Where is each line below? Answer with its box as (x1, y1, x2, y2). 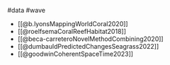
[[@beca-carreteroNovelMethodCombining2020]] (17, 35, 164, 43)
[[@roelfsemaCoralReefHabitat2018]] (17, 28, 126, 35)
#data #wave (7, 6, 46, 14)
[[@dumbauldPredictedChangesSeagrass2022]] (17, 42, 159, 50)
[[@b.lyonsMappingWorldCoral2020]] (17, 20, 129, 28)
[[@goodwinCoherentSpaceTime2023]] (17, 49, 133, 58)
